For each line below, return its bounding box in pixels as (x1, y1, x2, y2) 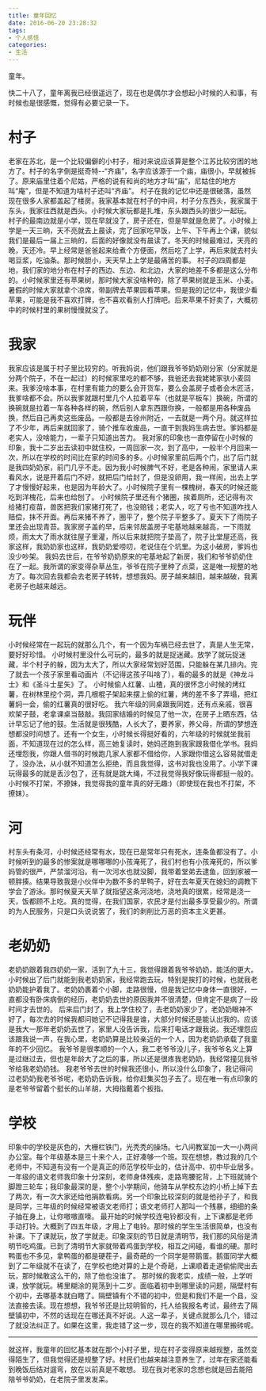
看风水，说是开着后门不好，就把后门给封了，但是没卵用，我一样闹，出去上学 (8, 472, 258, 482)
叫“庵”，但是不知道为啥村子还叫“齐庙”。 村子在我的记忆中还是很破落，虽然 (8, 185, 252, 195)
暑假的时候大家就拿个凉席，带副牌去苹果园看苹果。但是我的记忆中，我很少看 (8, 285, 258, 294)
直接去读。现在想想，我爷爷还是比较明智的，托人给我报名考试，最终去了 (14, 1301, 251, 1310)
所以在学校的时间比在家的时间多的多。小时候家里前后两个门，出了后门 (21, 453, 251, 462)
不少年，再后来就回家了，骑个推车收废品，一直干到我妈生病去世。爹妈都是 (14, 422, 258, 432)
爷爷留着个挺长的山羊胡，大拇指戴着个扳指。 (21, 1083, 168, 1093)
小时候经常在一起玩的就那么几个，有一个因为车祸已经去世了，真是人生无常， (8, 640, 258, 649)
